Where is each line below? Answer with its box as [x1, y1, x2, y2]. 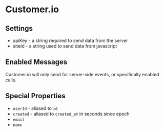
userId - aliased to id [12, 105, 58, 111]
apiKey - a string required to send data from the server [12, 37, 128, 43]
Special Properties [5, 92, 66, 100]
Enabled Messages [5, 58, 68, 67]
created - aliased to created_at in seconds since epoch [12, 111, 130, 117]
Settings [5, 24, 33, 33]
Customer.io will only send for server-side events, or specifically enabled [5, 71, 159, 77]
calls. [5, 77, 17, 83]
